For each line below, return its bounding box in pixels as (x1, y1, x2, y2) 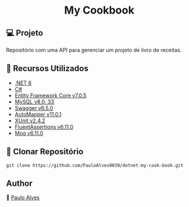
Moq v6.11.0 (14, 130, 44, 137)
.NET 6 (14, 79, 32, 86)
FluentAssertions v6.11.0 (14, 123, 74, 130)
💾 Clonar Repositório (6, 147, 84, 157)
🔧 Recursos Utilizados (6, 63, 89, 74)
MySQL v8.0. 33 (14, 98, 54, 105)
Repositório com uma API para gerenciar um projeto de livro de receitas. (6, 47, 182, 53)
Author (6, 179, 32, 189)
